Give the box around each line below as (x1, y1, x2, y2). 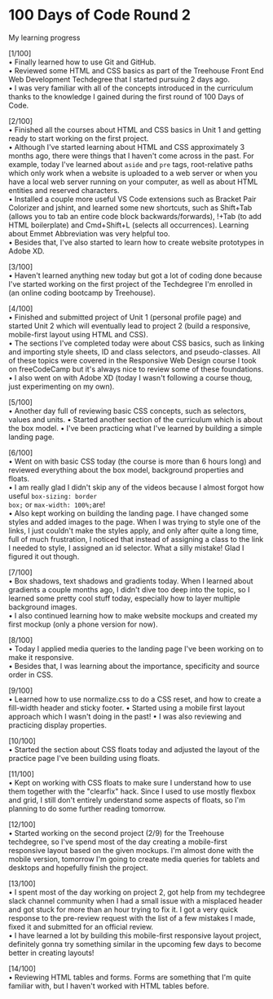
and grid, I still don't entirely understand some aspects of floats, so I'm (8, 794, 246, 804)
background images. (8, 601, 77, 612)
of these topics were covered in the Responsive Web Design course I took (8, 355, 257, 365)
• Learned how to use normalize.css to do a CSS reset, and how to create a (8, 694, 262, 704)
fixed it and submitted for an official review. (8, 922, 153, 931)
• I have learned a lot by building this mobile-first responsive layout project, (8, 931, 262, 940)
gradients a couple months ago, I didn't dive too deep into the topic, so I (8, 584, 250, 594)
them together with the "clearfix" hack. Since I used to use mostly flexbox (8, 786, 257, 796)
